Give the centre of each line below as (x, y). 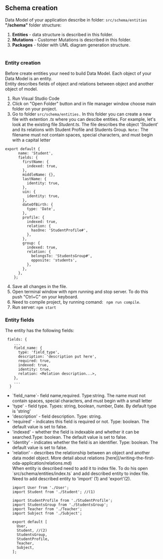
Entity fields (20, 320)
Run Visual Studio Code (36, 99)
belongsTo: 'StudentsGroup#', (62, 256)
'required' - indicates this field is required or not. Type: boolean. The (81, 422)
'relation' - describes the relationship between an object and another (81, 453)
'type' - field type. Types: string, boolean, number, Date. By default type (84, 406)
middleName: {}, (39, 175)
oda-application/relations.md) (42, 463)
